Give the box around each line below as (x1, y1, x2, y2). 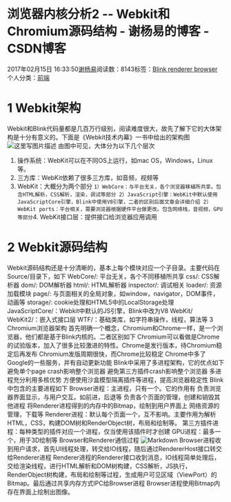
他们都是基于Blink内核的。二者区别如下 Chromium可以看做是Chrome (25, 332, 220, 341)
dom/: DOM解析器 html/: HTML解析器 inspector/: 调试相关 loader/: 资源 (20, 281, 222, 289)
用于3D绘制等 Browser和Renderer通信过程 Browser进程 (19, 436, 216, 444)
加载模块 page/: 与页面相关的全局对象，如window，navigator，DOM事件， (7, 289, 219, 297)
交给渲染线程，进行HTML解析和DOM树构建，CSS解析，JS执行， (7, 461, 192, 470)
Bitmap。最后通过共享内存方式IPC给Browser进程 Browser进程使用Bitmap (7, 479, 214, 487)
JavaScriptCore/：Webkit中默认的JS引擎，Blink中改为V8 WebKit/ (7, 306, 193, 314)
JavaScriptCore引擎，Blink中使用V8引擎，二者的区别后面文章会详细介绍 (17, 198, 201, 205)
